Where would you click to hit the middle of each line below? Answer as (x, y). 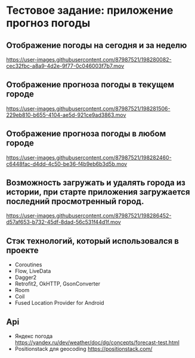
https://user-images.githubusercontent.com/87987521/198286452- (89, 216)
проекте (22, 250)
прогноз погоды (48, 23)
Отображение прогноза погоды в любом (86, 134)
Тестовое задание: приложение (90, 10)
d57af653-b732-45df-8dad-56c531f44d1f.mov (64, 222)
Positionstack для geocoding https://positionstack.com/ (83, 349)
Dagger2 (26, 277)
